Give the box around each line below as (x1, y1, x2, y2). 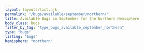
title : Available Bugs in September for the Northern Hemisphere (5, 16, 139, 21)
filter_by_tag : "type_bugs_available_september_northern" (5, 25, 124, 30)
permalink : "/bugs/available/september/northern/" (5, 12, 109, 17)
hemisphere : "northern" (5, 39, 53, 44)
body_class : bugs (5, 20, 40, 26)
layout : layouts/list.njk (5, 7, 57, 12)
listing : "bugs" (5, 34, 38, 39)
